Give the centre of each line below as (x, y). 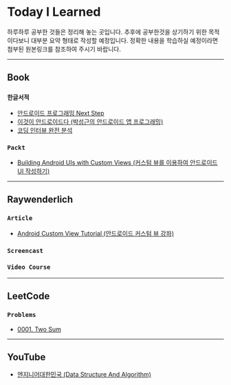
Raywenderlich (40, 200)
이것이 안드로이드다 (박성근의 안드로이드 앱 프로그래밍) (90, 122)
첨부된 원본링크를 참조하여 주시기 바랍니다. (64, 49)
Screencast (25, 251)
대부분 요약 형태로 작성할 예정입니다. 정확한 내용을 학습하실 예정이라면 (124, 40)
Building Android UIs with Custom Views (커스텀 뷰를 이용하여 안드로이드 (117, 162)
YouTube (26, 357)
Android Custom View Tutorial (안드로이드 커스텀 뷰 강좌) (95, 233)
